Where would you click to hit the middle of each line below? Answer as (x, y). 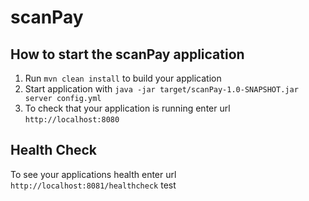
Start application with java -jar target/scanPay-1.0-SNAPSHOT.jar (161, 89)
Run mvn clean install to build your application (123, 78)
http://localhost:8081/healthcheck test (93, 185)
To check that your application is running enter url (127, 108)
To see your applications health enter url (93, 174)
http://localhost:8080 (72, 120)
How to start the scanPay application (127, 54)
